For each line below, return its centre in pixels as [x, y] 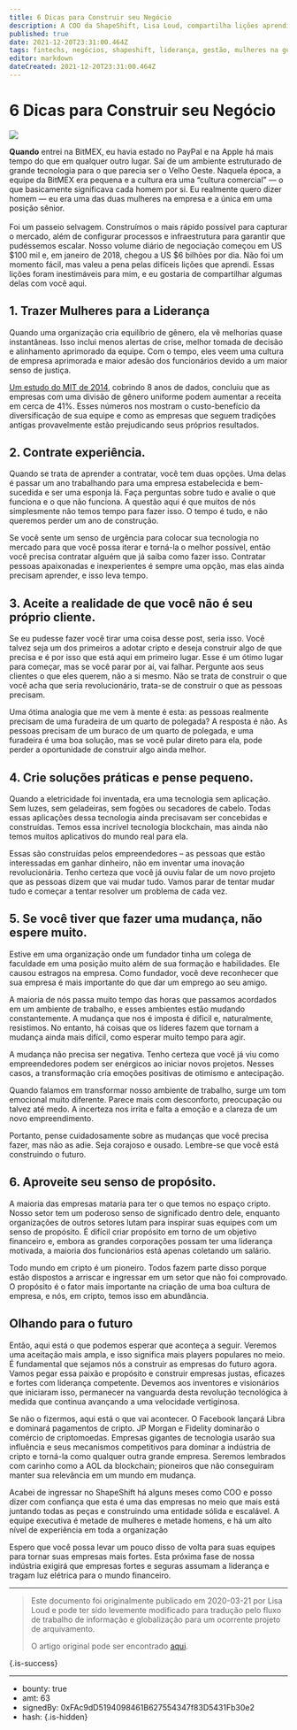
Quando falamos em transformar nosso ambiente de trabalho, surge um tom [148, 1090]
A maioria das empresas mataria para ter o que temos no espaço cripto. [140, 1203]
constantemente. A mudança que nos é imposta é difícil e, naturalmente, [141, 1018]
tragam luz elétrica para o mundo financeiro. [90, 1575]
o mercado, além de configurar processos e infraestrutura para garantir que [147, 236]
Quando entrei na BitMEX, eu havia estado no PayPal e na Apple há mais [141, 151]
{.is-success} [34, 1663]
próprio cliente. [52, 617]
